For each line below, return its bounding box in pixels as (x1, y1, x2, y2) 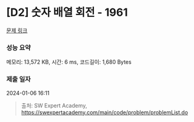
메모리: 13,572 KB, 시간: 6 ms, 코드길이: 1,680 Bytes (6, 58, 132, 66)
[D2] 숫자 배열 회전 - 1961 (6, 5, 129, 19)
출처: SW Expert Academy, (21, 101, 87, 109)
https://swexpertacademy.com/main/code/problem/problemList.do (21, 109, 189, 116)
